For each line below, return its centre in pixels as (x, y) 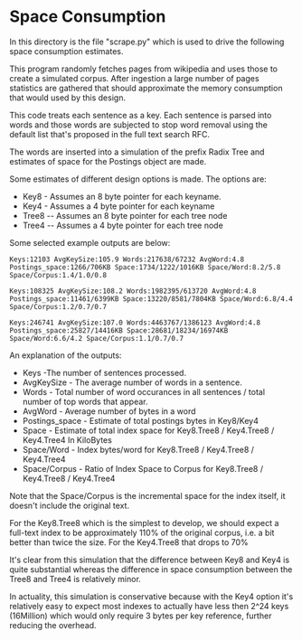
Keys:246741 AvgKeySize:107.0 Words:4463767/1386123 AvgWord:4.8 (135, 323)
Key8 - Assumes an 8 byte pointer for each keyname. (122, 196)
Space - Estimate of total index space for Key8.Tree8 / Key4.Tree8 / (148, 430)
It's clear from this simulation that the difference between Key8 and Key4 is (150, 560)
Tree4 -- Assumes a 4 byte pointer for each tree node (123, 225)
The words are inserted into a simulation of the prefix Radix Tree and (137, 152)
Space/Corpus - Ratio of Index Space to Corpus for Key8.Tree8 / (143, 468)
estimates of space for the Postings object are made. (108, 161)
